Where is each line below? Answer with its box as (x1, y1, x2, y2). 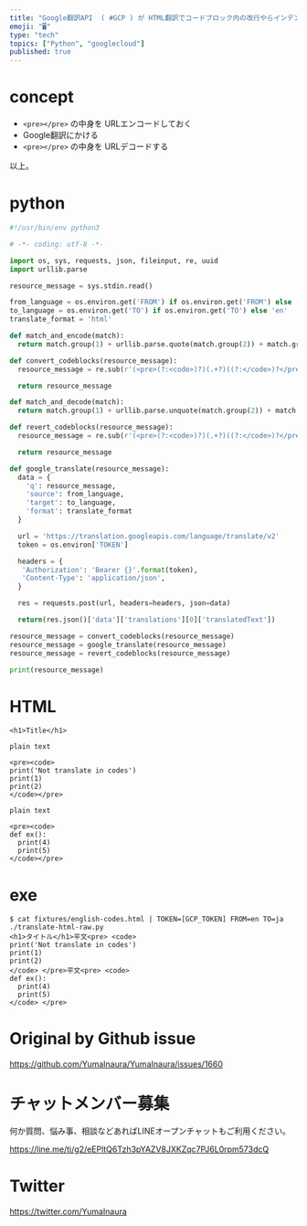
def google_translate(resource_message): (9, 464, 170, 474)
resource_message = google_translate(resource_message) (9, 640, 227, 649)
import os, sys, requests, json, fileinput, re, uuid (9, 256, 219, 265)
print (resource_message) (9, 665, 104, 675)
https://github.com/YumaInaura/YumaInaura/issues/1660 (9, 1059, 224, 1070)
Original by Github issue (9, 1029, 196, 1050)
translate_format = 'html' (9, 314, 112, 325)
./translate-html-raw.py (9, 922, 104, 933)
